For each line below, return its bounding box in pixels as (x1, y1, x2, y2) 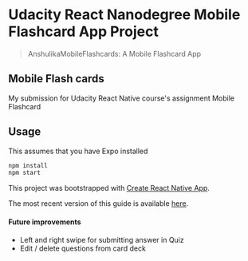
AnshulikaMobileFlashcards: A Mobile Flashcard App (27, 49, 202, 58)
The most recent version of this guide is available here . (8, 199, 189, 208)
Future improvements (8, 217, 81, 227)
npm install (8, 161, 48, 169)
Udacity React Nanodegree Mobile (8, 6, 241, 24)
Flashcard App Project (8, 22, 159, 41)
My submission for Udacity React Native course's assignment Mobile (8, 93, 235, 103)
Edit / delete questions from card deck (19, 243, 146, 253)
